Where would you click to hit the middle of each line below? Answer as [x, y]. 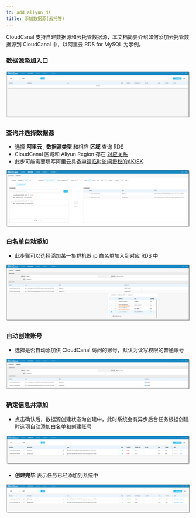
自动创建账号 [24, 336]
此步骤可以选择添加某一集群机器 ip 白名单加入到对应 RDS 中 [86, 255]
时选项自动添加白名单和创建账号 [53, 426]
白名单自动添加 [27, 242]
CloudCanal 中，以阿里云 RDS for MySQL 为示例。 [83, 44]
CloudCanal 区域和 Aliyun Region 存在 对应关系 [71, 154]
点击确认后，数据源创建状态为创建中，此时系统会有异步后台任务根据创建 [102, 419]
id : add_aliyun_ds [28, 12]
